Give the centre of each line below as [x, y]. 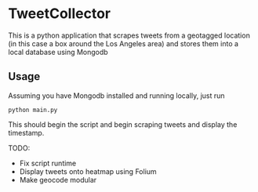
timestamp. [26, 132]
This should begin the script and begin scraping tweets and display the [123, 124]
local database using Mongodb [58, 52]
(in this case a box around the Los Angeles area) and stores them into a [124, 43]
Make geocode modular [58, 179]
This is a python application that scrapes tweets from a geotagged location [129, 35]
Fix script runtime [48, 163]
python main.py [33, 110]
